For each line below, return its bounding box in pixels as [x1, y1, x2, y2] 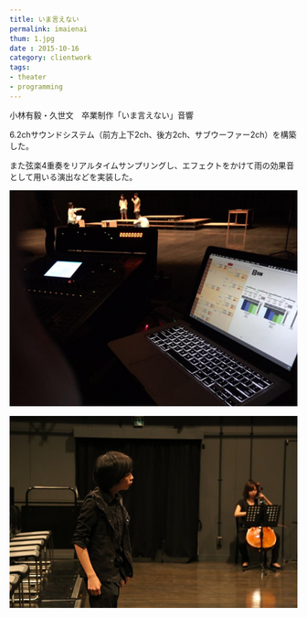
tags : [9, 63, 30, 72]
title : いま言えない [9, 15, 79, 24]
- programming [9, 82, 64, 91]
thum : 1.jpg [9, 34, 55, 43]
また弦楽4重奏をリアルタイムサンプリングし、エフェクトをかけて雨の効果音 [9, 160, 295, 171]
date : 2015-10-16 [9, 44, 79, 53]
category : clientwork [9, 53, 92, 63]
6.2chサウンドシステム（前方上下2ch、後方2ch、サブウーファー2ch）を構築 [9, 129, 297, 140]
